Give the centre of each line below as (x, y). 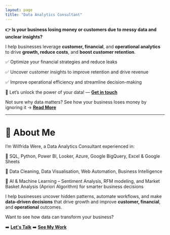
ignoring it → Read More (31, 107)
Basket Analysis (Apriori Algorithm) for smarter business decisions (74, 187)
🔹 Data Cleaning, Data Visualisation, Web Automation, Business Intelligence (84, 171)
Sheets (13, 162)
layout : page (19, 10)
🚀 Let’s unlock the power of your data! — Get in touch (61, 92)
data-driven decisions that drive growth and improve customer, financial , (83, 202)
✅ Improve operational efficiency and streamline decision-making (74, 82)
